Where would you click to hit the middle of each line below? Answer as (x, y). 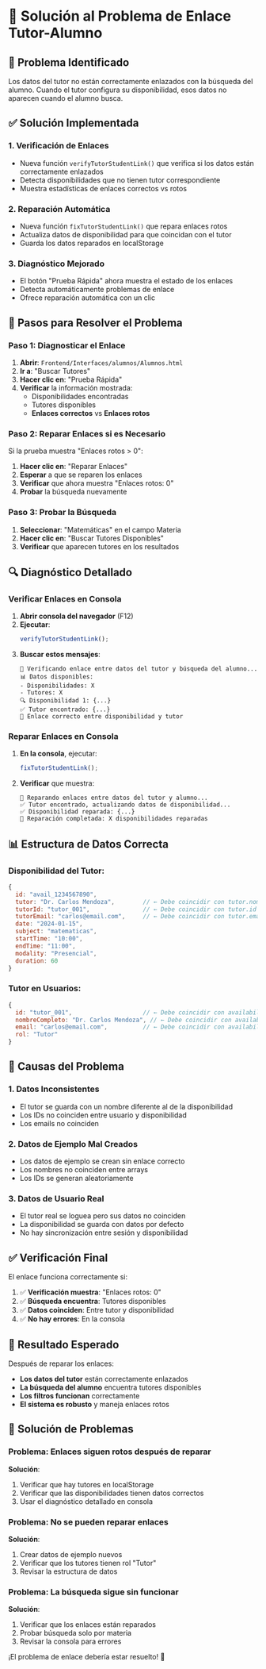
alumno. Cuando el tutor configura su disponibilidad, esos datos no (118, 90)
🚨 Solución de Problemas (71, 1429)
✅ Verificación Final (58, 1258)
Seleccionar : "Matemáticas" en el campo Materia (101, 529)
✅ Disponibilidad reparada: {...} (77, 812)
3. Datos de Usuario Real (56, 1198)
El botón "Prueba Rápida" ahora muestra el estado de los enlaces (126, 281)
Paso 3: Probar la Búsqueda (63, 513)
